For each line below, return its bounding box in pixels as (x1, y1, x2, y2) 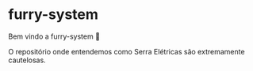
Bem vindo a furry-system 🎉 (8, 32, 101, 41)
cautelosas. (8, 55, 46, 65)
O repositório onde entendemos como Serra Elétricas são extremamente (8, 47, 245, 56)
